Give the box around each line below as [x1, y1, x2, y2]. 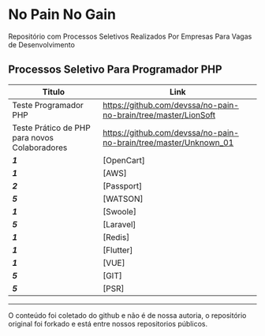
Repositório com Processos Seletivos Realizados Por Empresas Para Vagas [8, 32, 252, 41]
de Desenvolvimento [8, 39, 75, 49]
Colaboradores [12, 142, 68, 153]
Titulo [42, 86, 65, 97]
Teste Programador [12, 99, 84, 110]
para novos [12, 132, 54, 143]
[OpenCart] [102, 155, 146, 166]
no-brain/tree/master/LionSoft [102, 109, 215, 120]
